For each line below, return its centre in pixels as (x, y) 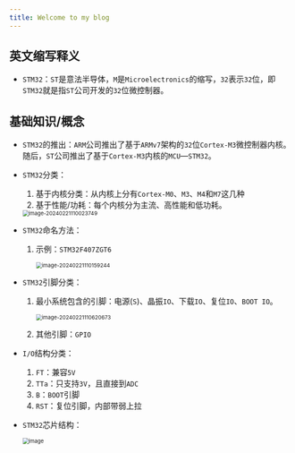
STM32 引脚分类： (52, 282)
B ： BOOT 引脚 (58, 395)
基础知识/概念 (47, 121)
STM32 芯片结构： (52, 425)
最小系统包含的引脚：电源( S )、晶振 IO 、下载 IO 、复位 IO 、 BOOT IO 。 (157, 302)
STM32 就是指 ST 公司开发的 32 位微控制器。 (95, 90)
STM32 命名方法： (52, 230)
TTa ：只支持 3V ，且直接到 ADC (87, 384)
